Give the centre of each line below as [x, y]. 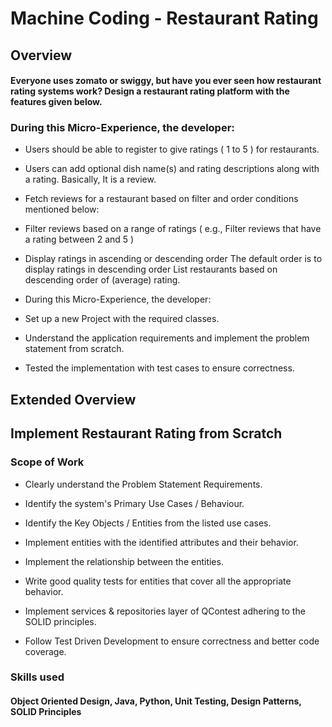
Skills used [37, 677]
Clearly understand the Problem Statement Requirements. [143, 484]
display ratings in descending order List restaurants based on [151, 269]
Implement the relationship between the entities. [124, 561]
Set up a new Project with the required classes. [122, 319]
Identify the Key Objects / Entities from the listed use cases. [148, 523]
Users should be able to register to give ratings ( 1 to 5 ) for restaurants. [172, 149]
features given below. [56, 102]
